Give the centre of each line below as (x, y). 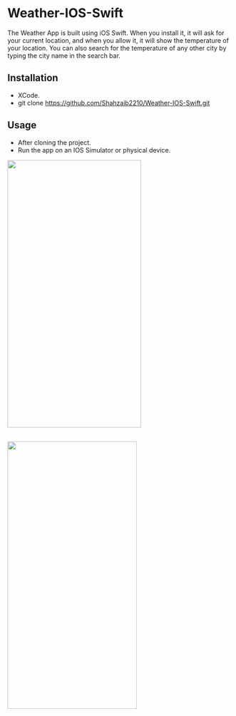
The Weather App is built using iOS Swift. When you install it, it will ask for (116, 33)
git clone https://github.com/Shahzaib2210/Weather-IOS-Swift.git (114, 103)
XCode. (29, 95)
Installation (33, 78)
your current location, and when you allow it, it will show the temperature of (118, 40)
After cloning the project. (54, 142)
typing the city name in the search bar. (64, 56)
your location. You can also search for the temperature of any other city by (117, 48)
